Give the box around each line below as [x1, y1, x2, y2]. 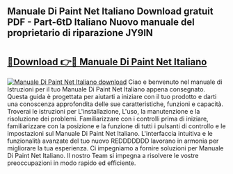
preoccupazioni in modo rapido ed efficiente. [7, 159, 136, 167]
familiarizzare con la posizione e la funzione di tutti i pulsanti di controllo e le [7, 122, 226, 130]
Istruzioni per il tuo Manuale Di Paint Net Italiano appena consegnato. [7, 85, 206, 93]
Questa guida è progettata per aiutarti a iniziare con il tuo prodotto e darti [7, 93, 217, 101]
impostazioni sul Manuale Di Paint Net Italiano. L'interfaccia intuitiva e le [7, 130, 214, 137]
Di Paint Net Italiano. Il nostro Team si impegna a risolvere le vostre [7, 152, 199, 159]
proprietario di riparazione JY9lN [7, 27, 153, 39]
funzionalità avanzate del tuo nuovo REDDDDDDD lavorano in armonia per [7, 137, 219, 145]
